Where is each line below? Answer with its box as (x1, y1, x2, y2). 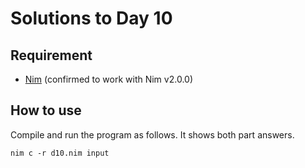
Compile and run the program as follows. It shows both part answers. (10, 128, 295, 141)
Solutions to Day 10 (10, 7, 173, 30)
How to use (10, 102, 82, 119)
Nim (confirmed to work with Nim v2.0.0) (24, 73, 193, 85)
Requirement (10, 47, 93, 64)
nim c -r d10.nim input (10, 148, 110, 158)
